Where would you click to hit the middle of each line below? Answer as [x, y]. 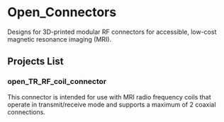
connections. [27, 112]
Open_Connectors [62, 12]
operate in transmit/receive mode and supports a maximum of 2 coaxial [112, 104]
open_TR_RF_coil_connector [57, 82]
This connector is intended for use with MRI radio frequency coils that [109, 97]
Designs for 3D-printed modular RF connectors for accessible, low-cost [112, 32]
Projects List [35, 62]
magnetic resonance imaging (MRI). [60, 39]
